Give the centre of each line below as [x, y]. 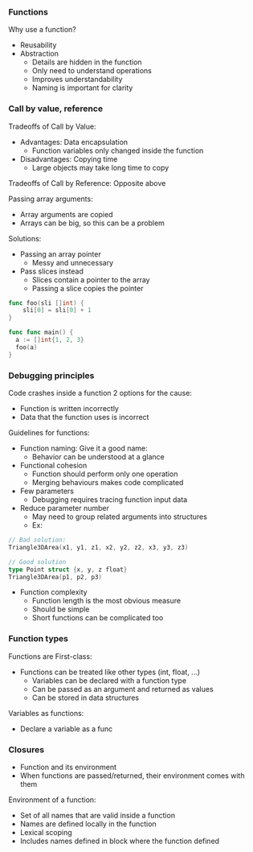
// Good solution [37, 562]
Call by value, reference [55, 109]
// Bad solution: [37, 540]
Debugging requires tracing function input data [110, 500]
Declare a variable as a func [66, 729]
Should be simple [61, 609]
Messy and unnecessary [73, 262]
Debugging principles [51, 375]
